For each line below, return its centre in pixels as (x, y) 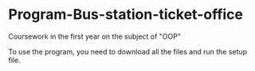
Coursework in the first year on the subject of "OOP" (95, 36)
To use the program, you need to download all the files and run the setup (128, 51)
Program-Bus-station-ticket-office (126, 15)
